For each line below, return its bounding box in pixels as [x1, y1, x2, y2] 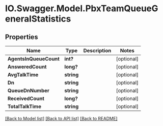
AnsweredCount [7, 63, 47, 70]
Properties [5, 33, 38, 41]
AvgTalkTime [7, 71, 39, 78]
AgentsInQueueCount [7, 56, 60, 62]
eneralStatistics [5, 13, 71, 24]
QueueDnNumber [7, 87, 50, 94]
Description [83, 47, 111, 54]
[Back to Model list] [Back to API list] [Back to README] [5, 116, 118, 121]
